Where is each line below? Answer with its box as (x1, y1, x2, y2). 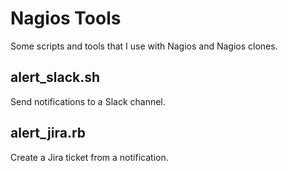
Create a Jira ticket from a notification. (10, 151, 169, 163)
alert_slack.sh (10, 69, 101, 86)
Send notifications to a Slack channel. (10, 95, 166, 107)
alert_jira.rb (10, 125, 87, 142)
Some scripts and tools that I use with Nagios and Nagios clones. (10, 40, 278, 52)
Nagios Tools (10, 7, 122, 30)
